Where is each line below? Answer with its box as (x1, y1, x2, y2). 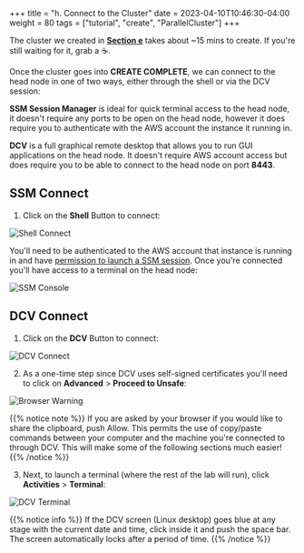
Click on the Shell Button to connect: (22, 209, 161, 221)
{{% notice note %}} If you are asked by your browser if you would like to (9, 413, 283, 424)
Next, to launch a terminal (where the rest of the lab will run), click (22, 468, 270, 480)
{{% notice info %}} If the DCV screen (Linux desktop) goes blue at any (9, 514, 277, 525)
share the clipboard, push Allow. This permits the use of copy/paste (9, 422, 262, 433)
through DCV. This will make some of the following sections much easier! (9, 441, 283, 453)
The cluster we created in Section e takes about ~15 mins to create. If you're (9, 35, 296, 45)
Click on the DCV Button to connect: (22, 332, 159, 344)
